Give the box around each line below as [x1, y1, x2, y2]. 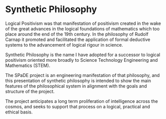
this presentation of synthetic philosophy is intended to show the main [5, 77, 151, 84]
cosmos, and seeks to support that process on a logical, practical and [5, 103, 150, 109]
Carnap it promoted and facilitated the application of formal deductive [5, 36, 150, 43]
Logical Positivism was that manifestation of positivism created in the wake [5, 20, 161, 26]
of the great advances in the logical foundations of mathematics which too [5, 25, 160, 31]
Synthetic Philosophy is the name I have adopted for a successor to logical [5, 52, 160, 58]
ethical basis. [5, 109, 33, 115]
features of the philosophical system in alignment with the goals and [5, 83, 147, 89]
